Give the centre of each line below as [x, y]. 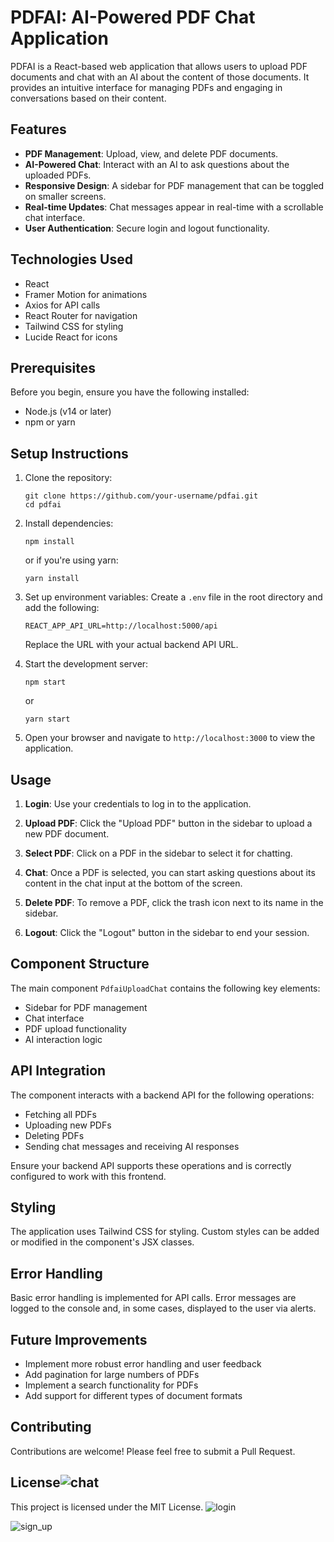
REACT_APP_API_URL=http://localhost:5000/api [121, 626]
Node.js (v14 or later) [68, 412]
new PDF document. [67, 834]
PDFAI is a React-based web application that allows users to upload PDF [159, 66]
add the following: [62, 608]
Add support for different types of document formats [133, 1396]
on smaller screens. [65, 196]
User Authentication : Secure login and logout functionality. [147, 228]
